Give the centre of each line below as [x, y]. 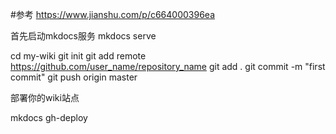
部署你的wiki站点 [45, 97]
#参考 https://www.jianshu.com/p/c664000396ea [112, 14]
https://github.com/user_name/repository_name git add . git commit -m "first [168, 66]
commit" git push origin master [74, 77]
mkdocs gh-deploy [49, 117]
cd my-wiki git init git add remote [78, 56]
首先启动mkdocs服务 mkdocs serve [83, 36]
